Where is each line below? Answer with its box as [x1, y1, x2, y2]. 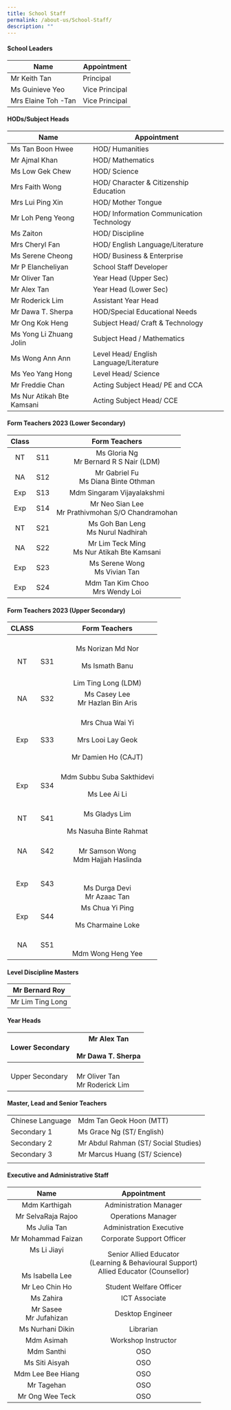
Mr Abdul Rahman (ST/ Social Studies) [78, 1138, 201, 1147]
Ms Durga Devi [83, 883, 132, 893]
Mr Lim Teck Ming [88, 538, 146, 548]
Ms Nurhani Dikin [19, 1325, 75, 1334]
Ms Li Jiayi [30, 1245, 64, 1254]
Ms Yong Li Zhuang [10, 329, 74, 338]
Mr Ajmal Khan [10, 155, 58, 165]
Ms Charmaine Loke [75, 921, 140, 930]
